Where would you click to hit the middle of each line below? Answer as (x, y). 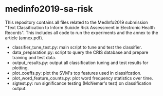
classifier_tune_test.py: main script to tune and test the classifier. (77, 47)
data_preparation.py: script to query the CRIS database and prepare (80, 52)
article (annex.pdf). (24, 38)
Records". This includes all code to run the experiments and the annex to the (81, 32)
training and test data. (34, 57)
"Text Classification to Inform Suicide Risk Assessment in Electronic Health (80, 27)
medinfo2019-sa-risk (49, 9)
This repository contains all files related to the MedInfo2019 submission (77, 22)
